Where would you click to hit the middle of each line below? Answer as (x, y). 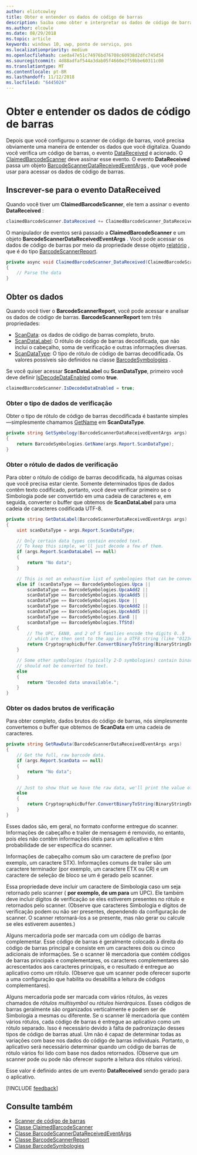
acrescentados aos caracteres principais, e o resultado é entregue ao (90, 966)
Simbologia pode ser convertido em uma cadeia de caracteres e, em (89, 496)
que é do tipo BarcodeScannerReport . (52, 251)
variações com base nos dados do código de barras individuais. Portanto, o (98, 1040)
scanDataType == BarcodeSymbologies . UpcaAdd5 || (88, 595)
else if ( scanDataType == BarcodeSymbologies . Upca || (84, 584)
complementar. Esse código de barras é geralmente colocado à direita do (95, 942)
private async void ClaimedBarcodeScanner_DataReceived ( (77, 262)
